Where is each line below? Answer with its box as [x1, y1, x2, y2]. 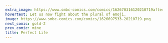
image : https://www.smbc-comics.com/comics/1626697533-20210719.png [5, 16, 151, 21]
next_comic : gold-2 [5, 21, 46, 26]
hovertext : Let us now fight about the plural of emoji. [5, 12, 126, 17]
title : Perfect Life [5, 30, 48, 35]
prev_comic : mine [5, 26, 41, 31]
